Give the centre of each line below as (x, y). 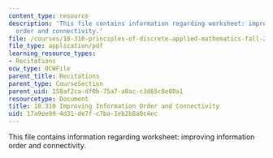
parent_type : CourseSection (56, 83)
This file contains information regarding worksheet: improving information (132, 137)
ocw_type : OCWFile (39, 69)
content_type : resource (49, 16)
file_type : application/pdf (56, 46)
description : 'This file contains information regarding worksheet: (127, 23)
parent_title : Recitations (54, 76)
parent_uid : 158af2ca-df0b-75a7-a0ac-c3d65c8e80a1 (96, 91)
